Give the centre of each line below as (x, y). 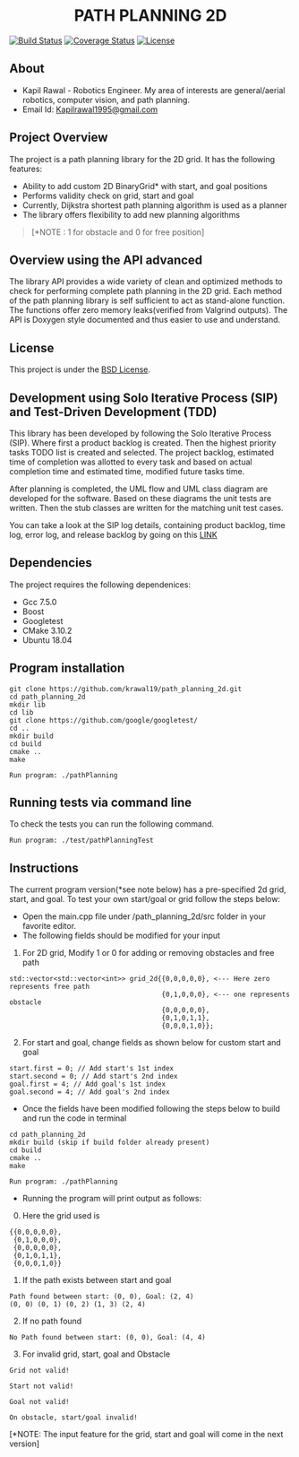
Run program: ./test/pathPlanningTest (81, 841)
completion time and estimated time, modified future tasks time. (127, 471)
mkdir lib (28, 705)
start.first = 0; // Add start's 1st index (92, 1069)
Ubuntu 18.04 (47, 640)
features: (26, 169)
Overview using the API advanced (106, 260)
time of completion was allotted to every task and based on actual (131, 462)
